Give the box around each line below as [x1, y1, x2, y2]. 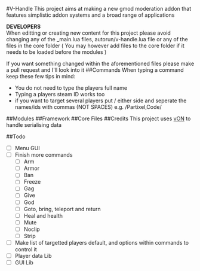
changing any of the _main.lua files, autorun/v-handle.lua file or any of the [6, 36, 188, 42]
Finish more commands [14, 151, 73, 159]
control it [14, 245, 37, 253]
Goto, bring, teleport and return [23, 205, 101, 212]
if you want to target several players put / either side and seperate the [14, 97, 187, 104]
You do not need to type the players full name [14, 84, 127, 92]
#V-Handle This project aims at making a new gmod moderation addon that [6, 5, 192, 12]
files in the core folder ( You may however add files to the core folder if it [6, 42, 184, 49]
